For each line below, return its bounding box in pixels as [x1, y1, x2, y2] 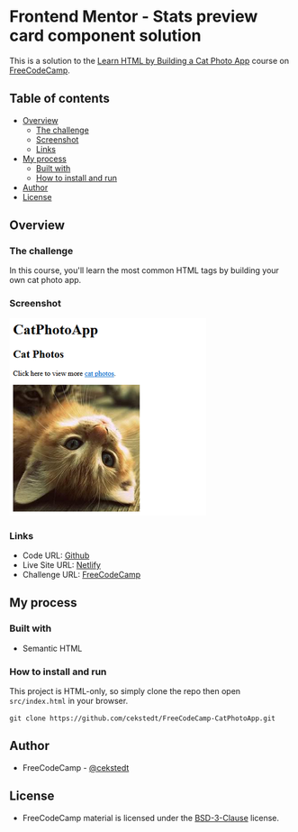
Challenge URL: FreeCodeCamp [22, 570, 141, 581]
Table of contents [9, 91, 110, 106]
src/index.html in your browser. [9, 696, 129, 707]
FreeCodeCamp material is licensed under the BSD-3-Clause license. [22, 812, 280, 823]
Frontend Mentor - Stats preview [9, 6, 258, 27]
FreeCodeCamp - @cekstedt [22, 762, 130, 773]
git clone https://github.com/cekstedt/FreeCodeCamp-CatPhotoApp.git [9, 714, 276, 723]
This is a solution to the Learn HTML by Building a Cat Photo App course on [9, 55, 290, 66]
